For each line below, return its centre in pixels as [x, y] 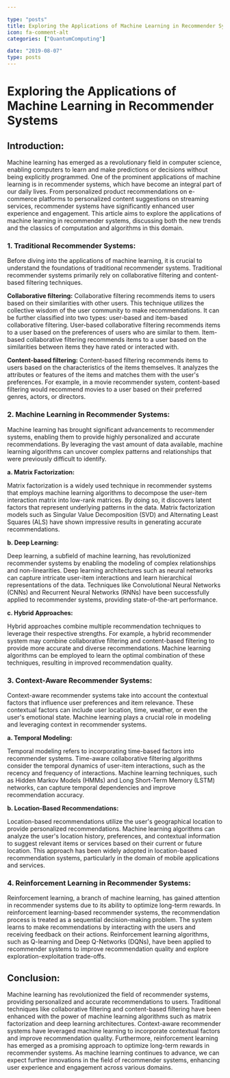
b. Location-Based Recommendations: [63, 808]
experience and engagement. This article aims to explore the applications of [114, 213]
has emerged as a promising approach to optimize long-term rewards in [108, 1045]
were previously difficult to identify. [57, 459]
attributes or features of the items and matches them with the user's [103, 375]
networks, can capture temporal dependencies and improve [91, 788]
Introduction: [36, 146]
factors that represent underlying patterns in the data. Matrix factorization [111, 507]
